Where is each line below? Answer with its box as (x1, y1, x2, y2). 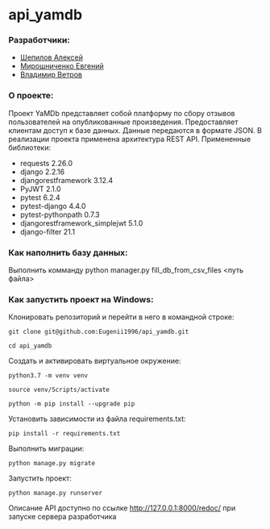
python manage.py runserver (8, 489, 103, 498)
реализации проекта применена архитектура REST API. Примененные (8, 134, 251, 144)
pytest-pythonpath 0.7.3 (19, 210, 100, 219)
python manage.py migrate (8, 460, 95, 468)
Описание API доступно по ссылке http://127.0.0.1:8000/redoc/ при (8, 503, 236, 513)
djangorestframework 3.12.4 (19, 175, 114, 185)
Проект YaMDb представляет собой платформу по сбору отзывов (8, 108, 235, 118)
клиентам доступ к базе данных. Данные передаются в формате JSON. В (8, 125, 262, 135)
